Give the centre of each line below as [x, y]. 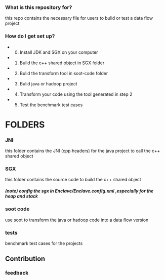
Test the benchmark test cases [51, 105]
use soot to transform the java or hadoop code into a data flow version [77, 220]
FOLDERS [25, 124]
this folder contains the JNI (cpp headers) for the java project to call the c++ [83, 151]
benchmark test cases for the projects [44, 243]
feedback [17, 273]
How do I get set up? [30, 36]
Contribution [25, 259]
